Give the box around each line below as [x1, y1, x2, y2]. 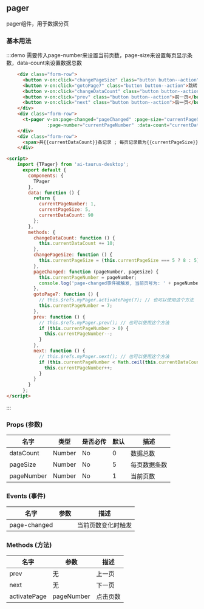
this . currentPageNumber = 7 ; [38, 303, 113, 309]
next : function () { [33, 348, 86, 354]
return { [33, 195, 56, 201]
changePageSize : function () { [33, 252, 113, 258]
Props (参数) [6, 420, 43, 428]
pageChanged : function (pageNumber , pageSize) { [33, 269, 159, 275]
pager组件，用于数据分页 [6, 19, 69, 27]
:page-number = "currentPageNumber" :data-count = [47, 122, 170, 128]
